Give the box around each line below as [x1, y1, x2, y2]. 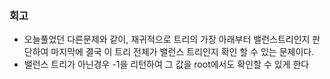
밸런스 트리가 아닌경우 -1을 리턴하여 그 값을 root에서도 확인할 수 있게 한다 [23, 58, 310, 71]
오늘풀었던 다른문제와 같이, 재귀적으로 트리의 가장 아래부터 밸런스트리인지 [23, 33, 311, 46]
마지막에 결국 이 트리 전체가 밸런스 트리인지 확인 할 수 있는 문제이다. [50, 46, 315, 58]
